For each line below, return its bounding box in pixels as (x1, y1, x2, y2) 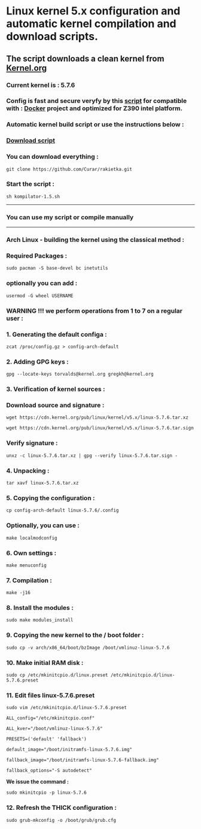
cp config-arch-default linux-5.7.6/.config (6, 507, 119, 513)
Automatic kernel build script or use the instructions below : (6, 120, 184, 129)
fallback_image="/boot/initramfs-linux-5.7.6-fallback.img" (6, 757, 160, 763)
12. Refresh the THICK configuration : (6, 804, 117, 812)
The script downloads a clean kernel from (6, 53, 165, 63)
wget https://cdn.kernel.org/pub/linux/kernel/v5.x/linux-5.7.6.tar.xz (6, 414, 188, 420)
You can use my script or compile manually (6, 213, 134, 221)
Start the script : (6, 180, 55, 188)
